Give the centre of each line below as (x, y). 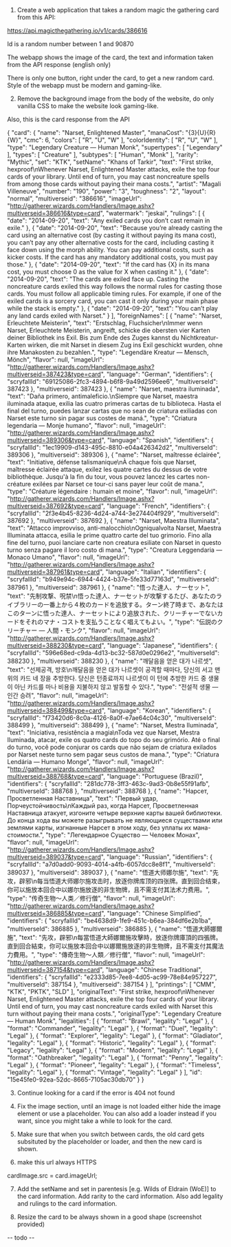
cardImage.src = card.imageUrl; (52, 1175)
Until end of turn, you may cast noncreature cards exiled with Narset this (110, 1006)
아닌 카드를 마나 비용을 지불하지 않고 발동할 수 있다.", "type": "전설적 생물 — (116, 687)
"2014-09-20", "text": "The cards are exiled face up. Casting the (98, 279)
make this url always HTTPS (57, 1162)
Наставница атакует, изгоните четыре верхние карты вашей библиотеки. (114, 813)
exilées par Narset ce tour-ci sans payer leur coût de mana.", (118, 484)
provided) (31, 1224)
